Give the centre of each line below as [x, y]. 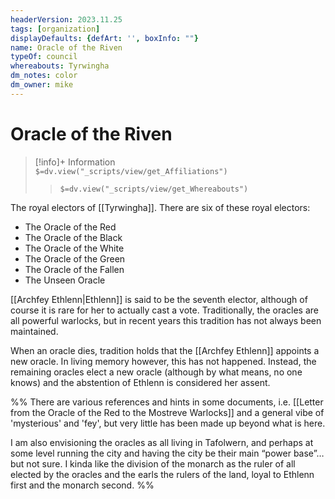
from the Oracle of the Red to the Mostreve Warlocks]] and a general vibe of [167, 412]
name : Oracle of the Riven [66, 47]
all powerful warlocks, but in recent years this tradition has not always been [166, 320]
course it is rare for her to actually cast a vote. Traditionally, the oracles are [164, 310]
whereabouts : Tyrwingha [60, 66]
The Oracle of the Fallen [74, 269]
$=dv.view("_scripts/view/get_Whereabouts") [154, 189]
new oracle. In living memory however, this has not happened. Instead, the [163, 361]
